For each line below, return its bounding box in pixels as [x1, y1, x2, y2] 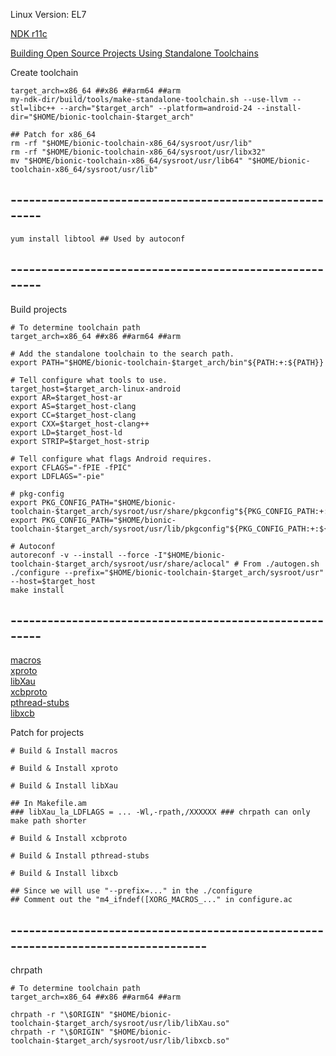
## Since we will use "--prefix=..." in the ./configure [10, 886, 253, 896]
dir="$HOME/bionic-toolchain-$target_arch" [10, 112, 195, 122]
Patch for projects [10, 727, 85, 739]
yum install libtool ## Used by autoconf [10, 234, 186, 244]
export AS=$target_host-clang [10, 401, 137, 411]
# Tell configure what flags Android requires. [10, 454, 213, 464]
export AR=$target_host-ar [10, 392, 123, 403]
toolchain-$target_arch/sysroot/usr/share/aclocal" [10, 559, 230, 569]
